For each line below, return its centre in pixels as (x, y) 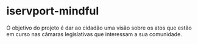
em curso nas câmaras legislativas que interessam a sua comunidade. (94, 34)
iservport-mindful (53, 11)
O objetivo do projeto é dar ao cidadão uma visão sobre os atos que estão (99, 28)
